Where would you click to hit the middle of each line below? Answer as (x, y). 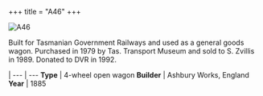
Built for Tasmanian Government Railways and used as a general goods (126, 42)
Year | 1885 (27, 84)
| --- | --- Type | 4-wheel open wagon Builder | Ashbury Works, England (129, 75)
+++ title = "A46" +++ (45, 12)
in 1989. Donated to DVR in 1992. (62, 60)
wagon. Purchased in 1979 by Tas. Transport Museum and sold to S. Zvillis (131, 51)
